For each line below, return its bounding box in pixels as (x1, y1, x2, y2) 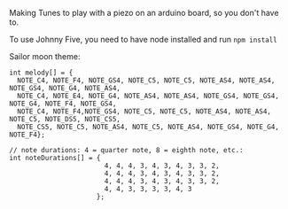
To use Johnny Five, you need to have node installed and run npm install (9, 35, 277, 44)
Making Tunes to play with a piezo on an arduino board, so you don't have (9, 8, 279, 18)
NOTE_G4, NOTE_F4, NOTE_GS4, (9, 99, 117, 108)
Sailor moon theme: (9, 51, 81, 61)
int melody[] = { (9, 68, 74, 77)
